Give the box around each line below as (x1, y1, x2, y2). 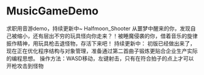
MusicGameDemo (6, 4, 99, 18)
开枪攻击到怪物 (6, 62, 44, 70)
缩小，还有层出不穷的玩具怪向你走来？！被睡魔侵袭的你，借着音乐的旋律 (16, 32, 198, 40)
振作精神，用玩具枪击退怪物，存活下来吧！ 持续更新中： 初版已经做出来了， (6, 40, 195, 47)
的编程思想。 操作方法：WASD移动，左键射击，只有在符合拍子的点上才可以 (6, 55, 194, 62)
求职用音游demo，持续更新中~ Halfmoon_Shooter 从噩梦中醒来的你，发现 (6, 25, 191, 32)
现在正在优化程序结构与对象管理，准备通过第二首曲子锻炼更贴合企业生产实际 (6, 47, 198, 55)
